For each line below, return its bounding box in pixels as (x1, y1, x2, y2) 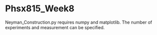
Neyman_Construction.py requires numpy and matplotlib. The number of (5, 19, 152, 25)
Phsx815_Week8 (5, 3, 75, 14)
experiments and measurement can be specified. (5, 24, 105, 30)
